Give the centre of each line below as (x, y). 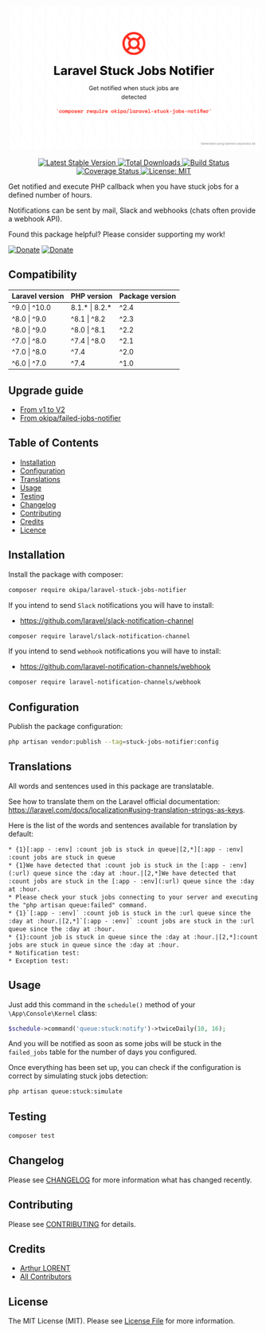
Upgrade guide (46, 390)
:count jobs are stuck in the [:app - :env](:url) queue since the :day (131, 881)
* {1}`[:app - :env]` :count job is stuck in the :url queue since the (129, 913)
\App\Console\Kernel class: (53, 1013)
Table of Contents (54, 443)
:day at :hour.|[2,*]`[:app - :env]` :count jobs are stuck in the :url (131, 921)
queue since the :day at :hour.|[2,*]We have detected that (135, 873)
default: (21, 833)
